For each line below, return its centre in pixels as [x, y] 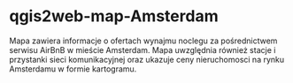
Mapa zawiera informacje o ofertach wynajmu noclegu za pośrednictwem [143, 41]
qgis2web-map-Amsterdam [114, 16]
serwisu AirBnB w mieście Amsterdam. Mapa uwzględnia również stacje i [143, 49]
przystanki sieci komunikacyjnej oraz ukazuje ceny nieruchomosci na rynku [147, 59]
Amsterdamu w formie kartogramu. [73, 69]
